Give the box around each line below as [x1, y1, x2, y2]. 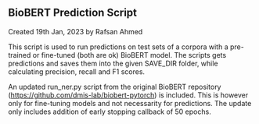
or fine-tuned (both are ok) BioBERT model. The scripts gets [32, 50, 227, 59]
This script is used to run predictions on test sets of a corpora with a [8, 42, 228, 51]
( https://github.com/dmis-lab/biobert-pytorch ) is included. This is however [8, 90, 249, 100]
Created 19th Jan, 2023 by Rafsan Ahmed [8, 27, 143, 36]
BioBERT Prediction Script [8, 6, 138, 19]
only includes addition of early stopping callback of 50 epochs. [8, 107, 211, 116]
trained [8, 50, 31, 59]
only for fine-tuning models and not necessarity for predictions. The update [8, 98, 252, 108]
